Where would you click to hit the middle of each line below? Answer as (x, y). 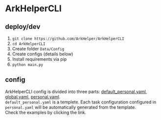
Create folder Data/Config (38, 49)
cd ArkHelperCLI (29, 44)
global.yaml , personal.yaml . (33, 96)
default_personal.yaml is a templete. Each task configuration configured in (81, 102)
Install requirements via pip (39, 59)
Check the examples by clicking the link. (46, 112)
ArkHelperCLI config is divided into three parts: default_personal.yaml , (76, 92)
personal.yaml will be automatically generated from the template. (70, 107)
